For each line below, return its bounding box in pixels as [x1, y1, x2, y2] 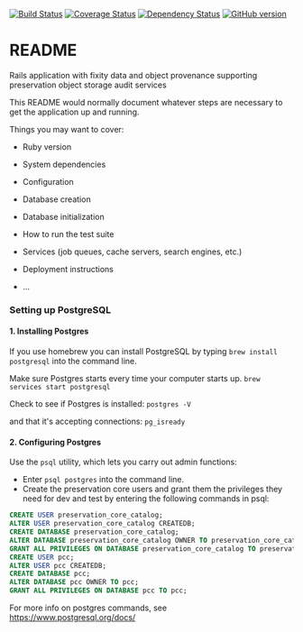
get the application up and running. [9, 106, 140, 117]
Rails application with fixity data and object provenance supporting [9, 69, 258, 80]
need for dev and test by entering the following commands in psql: [22, 493, 270, 504]
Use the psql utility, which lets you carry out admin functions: [9, 456, 237, 468]
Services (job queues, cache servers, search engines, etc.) [22, 246, 243, 257]
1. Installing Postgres [9, 325, 89, 337]
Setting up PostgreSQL [9, 303, 111, 316]
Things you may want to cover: [9, 124, 124, 134]
